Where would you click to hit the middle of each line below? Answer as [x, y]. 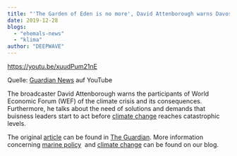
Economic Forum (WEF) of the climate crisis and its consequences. [105, 101]
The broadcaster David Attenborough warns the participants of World [108, 93]
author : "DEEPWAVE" [36, 46]
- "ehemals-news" [39, 33]
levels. [17, 123]
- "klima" [28, 40]
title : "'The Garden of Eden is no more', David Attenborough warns [110, 14]
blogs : [17, 27]
